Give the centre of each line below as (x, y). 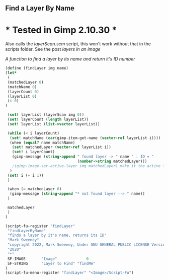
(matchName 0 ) (22, 87)
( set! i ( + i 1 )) (25, 175)
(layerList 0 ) (22, 96)
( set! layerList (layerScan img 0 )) (46, 115)
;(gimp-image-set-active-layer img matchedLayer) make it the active (86, 166)
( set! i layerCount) (33, 152)
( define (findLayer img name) (37, 68)
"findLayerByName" (27, 231)
